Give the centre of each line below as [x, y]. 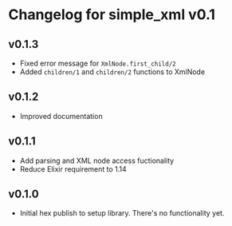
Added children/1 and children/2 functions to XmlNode [112, 72]
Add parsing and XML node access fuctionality [97, 161]
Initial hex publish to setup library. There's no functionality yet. [122, 213]
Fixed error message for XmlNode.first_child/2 [98, 63]
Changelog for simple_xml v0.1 [112, 15]
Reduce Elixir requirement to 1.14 [73, 169]
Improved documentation [61, 116]
